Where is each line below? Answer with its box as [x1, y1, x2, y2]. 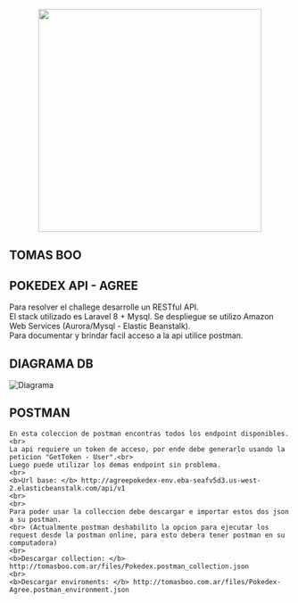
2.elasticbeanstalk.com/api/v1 [9, 483, 126, 492]
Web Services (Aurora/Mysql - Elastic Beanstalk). [9, 321, 191, 332]
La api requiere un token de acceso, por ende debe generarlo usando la [9, 444, 286, 454]
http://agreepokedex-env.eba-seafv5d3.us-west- [80, 475, 261, 485]
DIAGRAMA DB [9, 356, 94, 371]
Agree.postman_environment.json [9, 585, 129, 594]
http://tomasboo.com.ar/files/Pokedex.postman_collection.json [9, 562, 250, 571]
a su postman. [9, 515, 62, 524]
